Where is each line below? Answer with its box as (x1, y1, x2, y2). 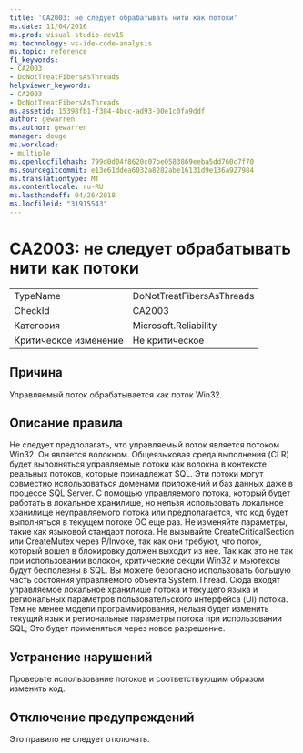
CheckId (14, 304, 50, 316)
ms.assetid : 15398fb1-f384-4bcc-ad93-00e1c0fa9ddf (9, 106, 206, 115)
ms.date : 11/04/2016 (9, 22, 88, 31)
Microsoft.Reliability (132, 319, 217, 332)
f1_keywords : (9, 55, 59, 65)
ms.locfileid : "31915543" (9, 199, 107, 209)
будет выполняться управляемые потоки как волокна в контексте (9, 458, 267, 469)
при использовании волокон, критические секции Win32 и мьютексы (9, 556, 280, 567)
